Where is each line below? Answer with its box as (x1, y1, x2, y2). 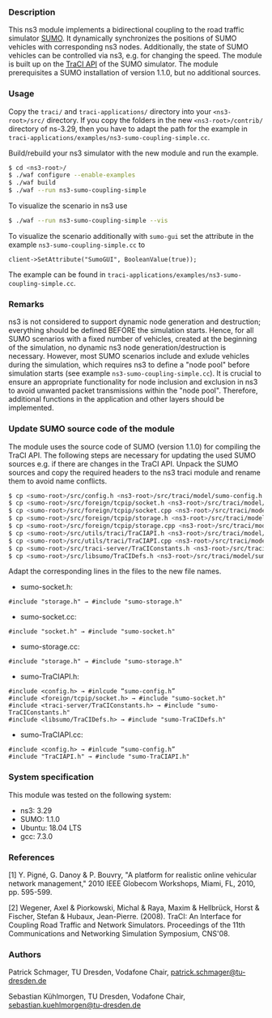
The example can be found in (8, 270, 106, 279)
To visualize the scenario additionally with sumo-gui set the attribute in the (8, 231, 254, 241)
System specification (8, 772, 95, 783)
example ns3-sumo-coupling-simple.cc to (8, 240, 146, 249)
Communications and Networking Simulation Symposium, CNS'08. (8, 929, 231, 939)
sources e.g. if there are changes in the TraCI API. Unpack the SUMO (8, 458, 239, 468)
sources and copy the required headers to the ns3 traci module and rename (8, 467, 261, 477)
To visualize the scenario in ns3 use (8, 201, 128, 211)
